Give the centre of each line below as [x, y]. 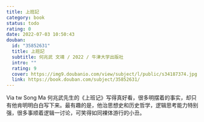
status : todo [23, 23]
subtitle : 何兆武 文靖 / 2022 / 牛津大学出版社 [68, 57]
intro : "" [24, 63]
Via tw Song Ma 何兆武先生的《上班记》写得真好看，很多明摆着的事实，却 [99, 98]
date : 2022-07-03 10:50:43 [40, 35]
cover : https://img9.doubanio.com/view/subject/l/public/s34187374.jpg [105, 74]
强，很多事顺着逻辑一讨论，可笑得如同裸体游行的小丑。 [76, 113]
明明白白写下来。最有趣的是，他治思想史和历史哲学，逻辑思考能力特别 [110, 105]
